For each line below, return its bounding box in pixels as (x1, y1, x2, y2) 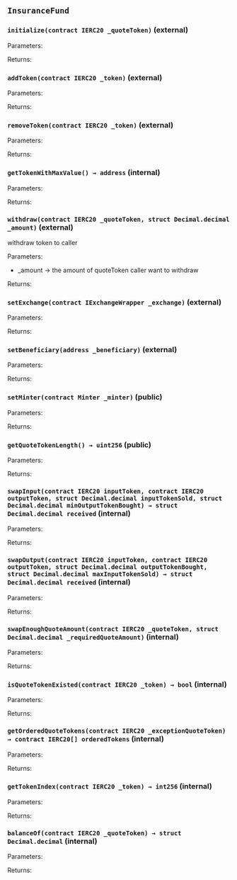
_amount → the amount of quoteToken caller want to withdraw (17, 266, 199, 274)
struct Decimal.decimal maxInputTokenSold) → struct (7, 570, 193, 578)
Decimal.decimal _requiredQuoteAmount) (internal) (7, 632, 179, 642)
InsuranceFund (7, 6, 69, 16)
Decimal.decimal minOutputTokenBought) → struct (7, 501, 178, 509)
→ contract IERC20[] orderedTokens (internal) (7, 734, 164, 744)
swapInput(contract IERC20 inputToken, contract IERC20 (7, 487, 204, 495)
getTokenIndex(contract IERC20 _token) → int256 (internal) (7, 782, 212, 791)
